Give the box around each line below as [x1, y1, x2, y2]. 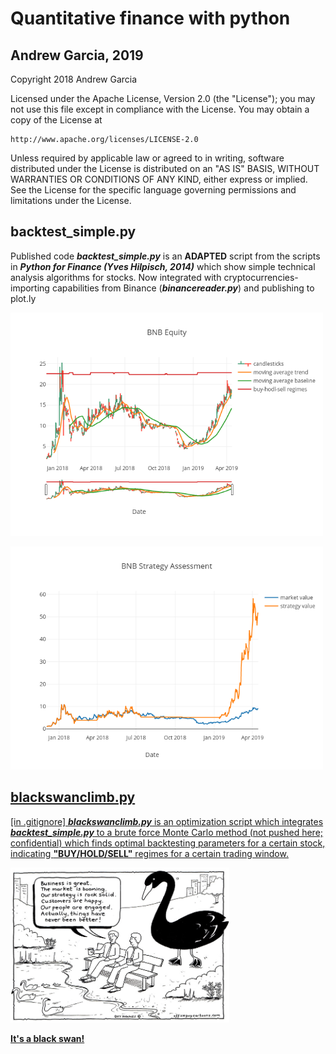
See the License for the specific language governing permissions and [10, 184, 297, 196]
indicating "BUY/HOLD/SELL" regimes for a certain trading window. [10, 847, 289, 859]
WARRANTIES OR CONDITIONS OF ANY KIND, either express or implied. [10, 173, 308, 185]
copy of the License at [10, 114, 103, 126]
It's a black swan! [10, 1032, 85, 1044]
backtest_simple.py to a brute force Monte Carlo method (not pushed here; [10, 826, 324, 838]
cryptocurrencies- [223, 271, 299, 283]
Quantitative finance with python [10, 7, 291, 30]
